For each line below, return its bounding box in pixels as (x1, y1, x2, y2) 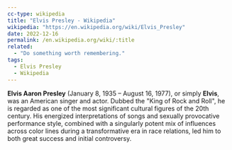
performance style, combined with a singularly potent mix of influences (7, 119, 216, 127)
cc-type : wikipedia (7, 10, 65, 18)
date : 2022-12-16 (7, 30, 59, 37)
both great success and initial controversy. (7, 134, 132, 142)
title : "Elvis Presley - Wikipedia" (7, 17, 116, 24)
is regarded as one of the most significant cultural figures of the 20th (7, 104, 209, 112)
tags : (7, 57, 23, 64)
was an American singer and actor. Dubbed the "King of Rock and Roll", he (7, 96, 226, 105)
